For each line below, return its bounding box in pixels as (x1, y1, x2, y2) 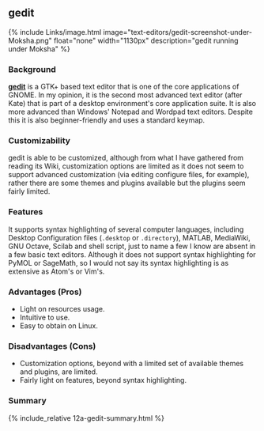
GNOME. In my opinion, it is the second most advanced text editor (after (8, 90, 243, 100)
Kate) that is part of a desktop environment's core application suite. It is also (8, 99, 257, 108)
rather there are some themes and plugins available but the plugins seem (8, 178, 247, 188)
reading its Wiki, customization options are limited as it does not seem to (8, 161, 244, 171)
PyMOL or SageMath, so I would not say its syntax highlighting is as (8, 258, 229, 267)
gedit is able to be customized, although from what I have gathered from (8, 153, 243, 163)
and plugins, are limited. (19, 367, 98, 376)
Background (8, 63, 57, 74)
